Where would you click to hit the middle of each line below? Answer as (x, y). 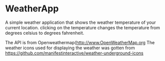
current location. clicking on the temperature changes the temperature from (83, 27)
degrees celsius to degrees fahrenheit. (45, 33)
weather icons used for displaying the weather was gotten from (70, 48)
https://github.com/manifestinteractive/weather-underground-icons (74, 53)
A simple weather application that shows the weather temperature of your (81, 22)
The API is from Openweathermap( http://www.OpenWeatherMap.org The (80, 42)
